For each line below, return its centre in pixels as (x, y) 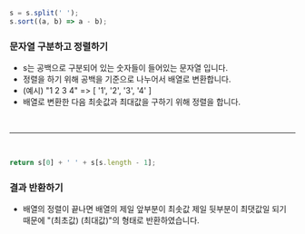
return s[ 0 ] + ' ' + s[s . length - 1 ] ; (83, 163)
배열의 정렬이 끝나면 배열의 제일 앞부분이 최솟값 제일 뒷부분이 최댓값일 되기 (155, 210)
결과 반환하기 (36, 188)
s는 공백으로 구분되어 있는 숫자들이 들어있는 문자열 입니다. (125, 68)
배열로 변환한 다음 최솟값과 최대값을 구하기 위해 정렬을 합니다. (132, 102)
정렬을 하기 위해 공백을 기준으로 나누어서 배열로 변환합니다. (127, 79)
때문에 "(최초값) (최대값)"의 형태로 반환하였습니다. (111, 220)
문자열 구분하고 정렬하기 (59, 46)
